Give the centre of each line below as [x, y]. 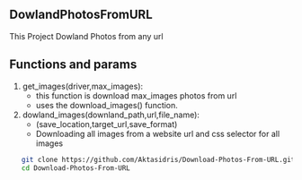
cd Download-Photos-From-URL [75, 168]
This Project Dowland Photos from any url [86, 36]
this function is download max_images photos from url [136, 95]
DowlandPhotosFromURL [81, 15]
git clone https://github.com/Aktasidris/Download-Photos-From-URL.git [158, 159]
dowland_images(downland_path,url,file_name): [111, 115]
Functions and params [73, 65]
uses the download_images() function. [107, 105]
